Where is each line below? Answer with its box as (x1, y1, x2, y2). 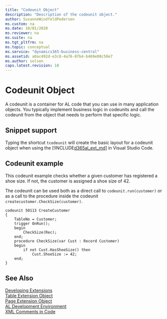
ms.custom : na (5, 21, 35, 26)
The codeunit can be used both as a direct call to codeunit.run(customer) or (5, 187, 162, 193)
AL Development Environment (5, 303, 66, 309)
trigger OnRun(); (14, 221, 50, 226)
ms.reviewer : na (5, 30, 39, 35)
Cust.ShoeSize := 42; (31, 251, 77, 256)
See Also (5, 274, 33, 282)
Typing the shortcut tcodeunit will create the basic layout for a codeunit (5, 139, 153, 145)
